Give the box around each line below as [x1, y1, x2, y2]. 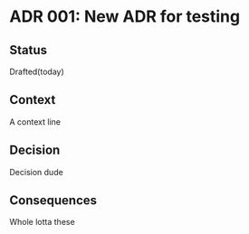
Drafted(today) [9, 66, 65, 77]
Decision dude [9, 166, 63, 177]
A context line [9, 116, 62, 127]
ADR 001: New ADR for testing [9, 6, 241, 27]
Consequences [9, 192, 98, 209]
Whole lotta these [9, 217, 75, 228]
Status [9, 42, 48, 58]
